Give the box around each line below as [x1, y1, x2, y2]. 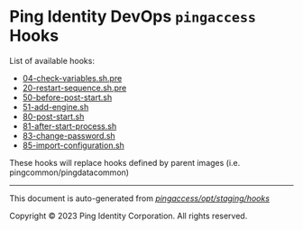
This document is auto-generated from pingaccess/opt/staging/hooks [9, 192, 271, 204]
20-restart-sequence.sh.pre [22, 82, 127, 93]
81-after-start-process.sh [22, 120, 117, 132]
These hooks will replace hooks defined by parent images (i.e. [9, 157, 241, 168]
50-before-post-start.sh [22, 92, 113, 103]
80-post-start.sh [22, 111, 85, 122]
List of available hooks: [9, 55, 95, 66]
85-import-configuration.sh [22, 140, 124, 151]
